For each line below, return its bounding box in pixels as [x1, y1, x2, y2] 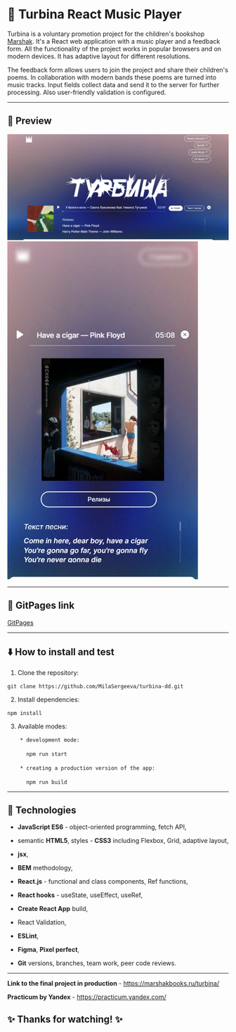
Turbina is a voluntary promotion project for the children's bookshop [7, 30, 205, 38]
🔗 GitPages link [7, 600, 75, 612]
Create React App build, [17, 905, 88, 913]
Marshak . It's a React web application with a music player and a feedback [7, 37, 221, 45]
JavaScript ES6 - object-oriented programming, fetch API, [17, 823, 188, 832]
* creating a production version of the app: [20, 764, 156, 772]
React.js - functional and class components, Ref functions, [17, 877, 188, 886]
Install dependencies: [17, 695, 80, 704]
